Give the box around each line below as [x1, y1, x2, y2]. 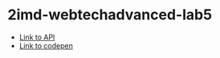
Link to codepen [18, 40, 73, 50]
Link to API [18, 32, 55, 42]
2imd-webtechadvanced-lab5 [7, 6, 213, 24]
